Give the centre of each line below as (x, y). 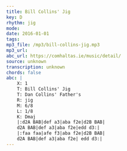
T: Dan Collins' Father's (49, 95)
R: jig (25, 100)
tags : (13, 39)
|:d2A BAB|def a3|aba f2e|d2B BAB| (61, 122)
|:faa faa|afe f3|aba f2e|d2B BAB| (61, 133)
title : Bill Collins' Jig (38, 12)
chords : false (24, 73)
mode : (13, 28)
